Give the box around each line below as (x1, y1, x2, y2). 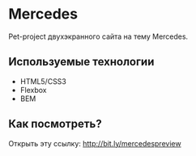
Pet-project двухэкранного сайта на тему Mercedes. (8, 32, 189, 41)
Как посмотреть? (8, 117, 103, 131)
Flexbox (19, 85, 47, 95)
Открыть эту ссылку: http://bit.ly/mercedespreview (8, 138, 181, 148)
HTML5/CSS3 (19, 76, 66, 86)
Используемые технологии (8, 55, 155, 69)
